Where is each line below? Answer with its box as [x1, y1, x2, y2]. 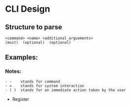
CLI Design [5, 3, 51, 15]
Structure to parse [5, 23, 62, 31]
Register [12, 96, 29, 102]
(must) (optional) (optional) [5, 40, 71, 45]
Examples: [5, 53, 38, 62]
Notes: [5, 68, 22, 75]
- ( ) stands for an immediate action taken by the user [5, 87, 126, 92]
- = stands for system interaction [5, 83, 84, 88]
